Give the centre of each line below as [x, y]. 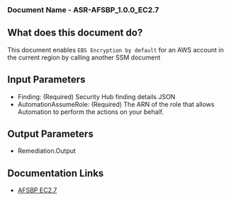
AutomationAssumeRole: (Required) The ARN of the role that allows [116, 104]
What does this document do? [75, 33]
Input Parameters [46, 80]
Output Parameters [50, 133]
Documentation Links [56, 173]
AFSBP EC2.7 [37, 190]
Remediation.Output [47, 151]
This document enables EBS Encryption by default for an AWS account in [116, 50]
